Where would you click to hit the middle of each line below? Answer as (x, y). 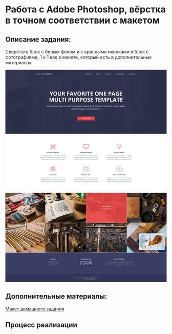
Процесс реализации (41, 325)
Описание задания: (38, 39)
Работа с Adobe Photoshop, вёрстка (86, 10)
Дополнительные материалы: (56, 296)
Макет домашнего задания (35, 309)
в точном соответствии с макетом (83, 20)
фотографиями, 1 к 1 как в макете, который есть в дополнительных (79, 57)
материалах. (19, 62)
